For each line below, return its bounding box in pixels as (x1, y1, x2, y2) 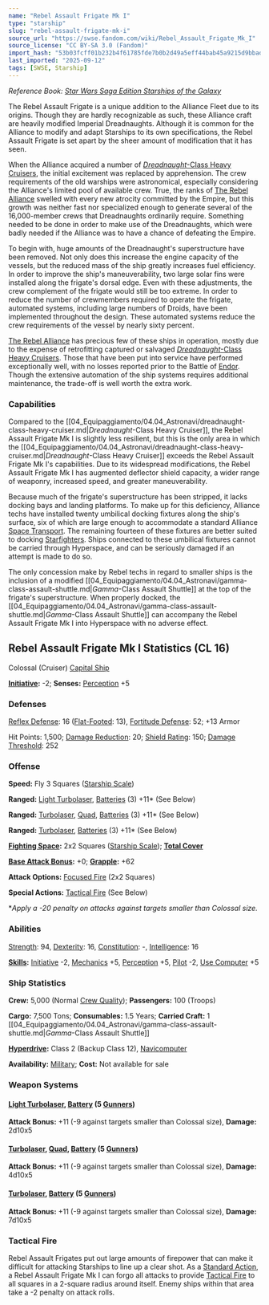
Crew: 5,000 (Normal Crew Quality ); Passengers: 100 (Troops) (8, 996, 216, 1006)
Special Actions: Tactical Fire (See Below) (8, 888, 148, 897)
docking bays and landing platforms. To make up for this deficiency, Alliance (8, 501, 260, 510)
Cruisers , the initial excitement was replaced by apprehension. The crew (8, 168, 247, 177)
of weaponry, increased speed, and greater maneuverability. (8, 477, 208, 486)
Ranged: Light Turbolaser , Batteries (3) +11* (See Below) (8, 795, 196, 804)
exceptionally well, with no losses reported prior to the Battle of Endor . (8, 361, 240, 371)
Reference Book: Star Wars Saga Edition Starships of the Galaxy (8, 86, 222, 96)
